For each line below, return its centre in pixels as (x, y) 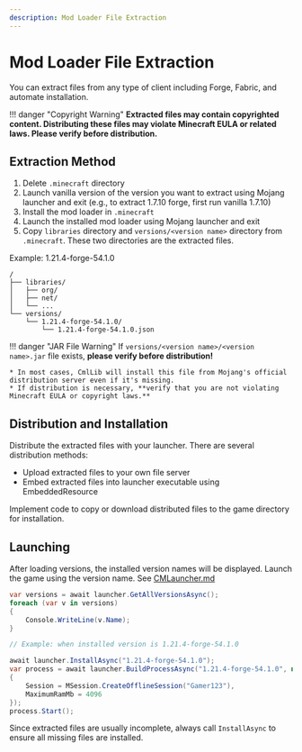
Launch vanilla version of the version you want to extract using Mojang (153, 193)
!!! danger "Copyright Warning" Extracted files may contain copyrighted (144, 114)
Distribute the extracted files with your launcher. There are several (132, 446)
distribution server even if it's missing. (92, 381)
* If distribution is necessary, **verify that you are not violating (144, 388)
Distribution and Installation (89, 424)
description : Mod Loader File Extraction (88, 18)
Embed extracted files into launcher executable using (121, 482)
